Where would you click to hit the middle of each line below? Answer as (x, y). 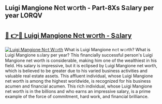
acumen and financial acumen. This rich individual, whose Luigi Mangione (79, 86)
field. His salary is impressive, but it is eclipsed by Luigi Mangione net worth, (81, 66)
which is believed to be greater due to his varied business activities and (76, 71)
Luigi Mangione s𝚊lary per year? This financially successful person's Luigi (79, 55)
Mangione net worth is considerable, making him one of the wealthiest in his (81, 60)
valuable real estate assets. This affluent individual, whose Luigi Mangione (79, 76)
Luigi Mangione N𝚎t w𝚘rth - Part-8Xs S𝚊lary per (79, 8)
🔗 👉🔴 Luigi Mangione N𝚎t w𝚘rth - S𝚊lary (68, 36)
